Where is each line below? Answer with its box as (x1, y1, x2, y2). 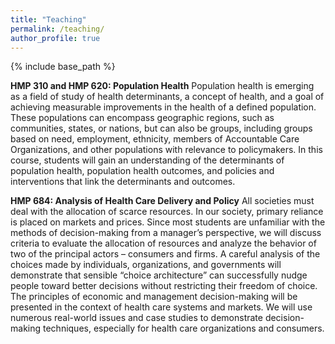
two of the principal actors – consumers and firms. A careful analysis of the (10, 248, 321, 260)
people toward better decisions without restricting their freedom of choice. (10, 280, 318, 292)
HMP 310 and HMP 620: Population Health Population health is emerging (10, 80, 315, 92)
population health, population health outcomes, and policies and (10, 165, 275, 177)
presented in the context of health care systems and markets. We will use (10, 301, 313, 313)
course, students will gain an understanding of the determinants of (10, 154, 285, 166)
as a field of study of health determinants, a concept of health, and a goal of (10, 91, 325, 103)
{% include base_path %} (10, 61, 116, 73)
